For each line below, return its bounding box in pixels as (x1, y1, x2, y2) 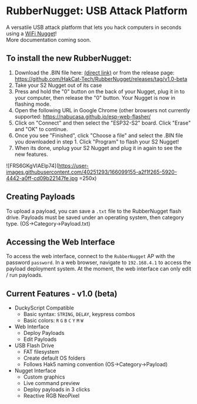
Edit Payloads (23, 335, 57, 343)
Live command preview (23, 380, 81, 387)
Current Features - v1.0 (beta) (6, 288, 118, 299)
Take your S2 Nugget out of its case (14, 82, 102, 89)
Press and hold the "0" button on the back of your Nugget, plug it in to (14, 87, 185, 95)
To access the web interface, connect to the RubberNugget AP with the (6, 253, 175, 260)
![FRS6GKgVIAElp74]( (6, 162, 59, 169)
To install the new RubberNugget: (6, 53, 132, 63)
